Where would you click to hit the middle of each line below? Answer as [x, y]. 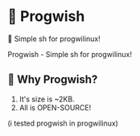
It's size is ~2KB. [47, 99]
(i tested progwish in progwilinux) [63, 123]
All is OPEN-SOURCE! [55, 107]
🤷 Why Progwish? [53, 80]
